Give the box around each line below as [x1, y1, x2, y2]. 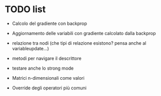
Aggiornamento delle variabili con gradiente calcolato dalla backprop [12, 30, 156, 36]
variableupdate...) [12, 45, 49, 51]
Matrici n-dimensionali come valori [12, 75, 85, 81]
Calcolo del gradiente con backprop [12, 20, 87, 26]
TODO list [5, 4, 46, 15]
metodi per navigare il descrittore [12, 55, 82, 61]
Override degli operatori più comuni [12, 85, 87, 91]
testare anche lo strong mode [12, 65, 74, 71]
